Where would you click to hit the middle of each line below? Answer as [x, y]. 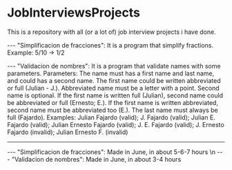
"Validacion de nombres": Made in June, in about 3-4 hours [96, 159]
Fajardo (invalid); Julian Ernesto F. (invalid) [68, 132]
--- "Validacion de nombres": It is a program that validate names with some [114, 66]
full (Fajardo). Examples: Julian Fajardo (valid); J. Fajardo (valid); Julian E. [111, 117]
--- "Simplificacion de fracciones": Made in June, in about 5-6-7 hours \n [112, 152]
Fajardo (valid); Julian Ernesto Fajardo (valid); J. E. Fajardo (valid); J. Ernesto [116, 124]
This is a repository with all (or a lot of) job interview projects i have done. [112, 32]
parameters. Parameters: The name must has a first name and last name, [111, 73]
